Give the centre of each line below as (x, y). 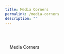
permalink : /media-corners (32, 14)
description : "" (21, 18)
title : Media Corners (27, 9)
